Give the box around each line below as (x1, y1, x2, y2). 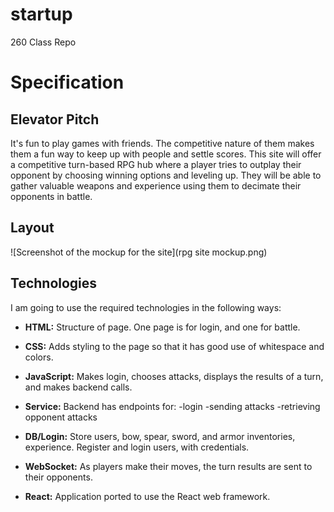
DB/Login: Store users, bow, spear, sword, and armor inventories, (24, 430, 296, 442)
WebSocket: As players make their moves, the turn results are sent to (24, 460, 313, 472)
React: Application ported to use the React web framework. (24, 490, 271, 502)
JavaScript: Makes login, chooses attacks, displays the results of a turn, (24, 370, 324, 382)
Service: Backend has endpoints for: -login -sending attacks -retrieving (24, 400, 321, 412)
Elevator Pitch (10, 111, 100, 128)
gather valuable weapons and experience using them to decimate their (10, 179, 302, 192)
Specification (10, 71, 125, 94)
